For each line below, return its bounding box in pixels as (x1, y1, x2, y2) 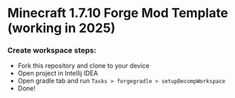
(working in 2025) (7, 20, 116, 36)
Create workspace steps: (7, 45, 97, 55)
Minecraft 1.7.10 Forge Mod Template (7, 5, 229, 21)
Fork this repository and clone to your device (17, 62, 150, 70)
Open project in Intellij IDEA (17, 69, 98, 77)
